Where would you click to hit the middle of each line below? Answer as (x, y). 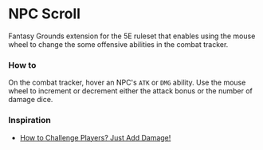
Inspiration (30, 120)
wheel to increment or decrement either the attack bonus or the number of (131, 91)
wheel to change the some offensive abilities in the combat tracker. (118, 44)
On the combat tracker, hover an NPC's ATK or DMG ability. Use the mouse (127, 83)
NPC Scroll (45, 14)
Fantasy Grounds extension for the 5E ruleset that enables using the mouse (132, 36)
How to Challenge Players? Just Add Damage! (95, 137)
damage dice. (31, 100)
